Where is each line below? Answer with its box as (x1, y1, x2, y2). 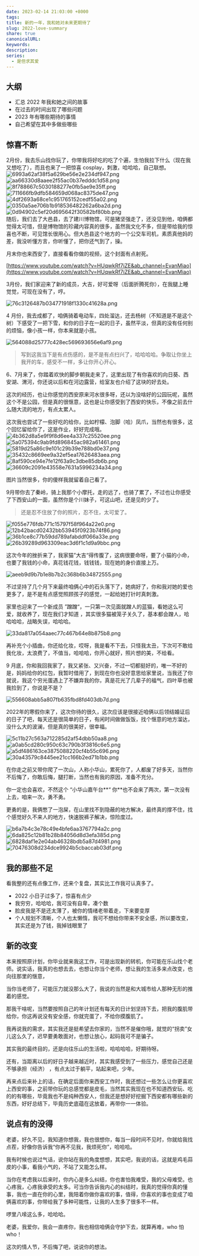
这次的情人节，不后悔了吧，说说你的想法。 (6, 1243, 110, 1250)
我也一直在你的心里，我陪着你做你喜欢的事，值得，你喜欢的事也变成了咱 (16, 1190, 193, 1197)
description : (6, 47, 38, 53)
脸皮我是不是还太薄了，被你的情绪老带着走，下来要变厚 (14, 907, 150, 914)
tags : (6, 14, 20, 20)
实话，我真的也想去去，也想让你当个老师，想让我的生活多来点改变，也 (21, 965, 193, 972)
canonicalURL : (6, 36, 41, 42)
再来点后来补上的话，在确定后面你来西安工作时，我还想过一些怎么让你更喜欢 (6, 1078, 193, 1085)
